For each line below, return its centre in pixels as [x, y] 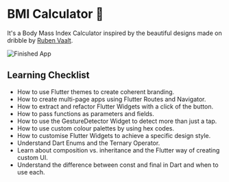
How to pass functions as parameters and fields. [85, 113]
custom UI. [32, 157]
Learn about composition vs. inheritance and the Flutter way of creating [118, 150]
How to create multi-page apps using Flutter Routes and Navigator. [111, 99]
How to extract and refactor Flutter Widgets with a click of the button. [115, 106]
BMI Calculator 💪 [56, 14]
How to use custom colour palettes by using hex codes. [96, 128]
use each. [31, 172]
